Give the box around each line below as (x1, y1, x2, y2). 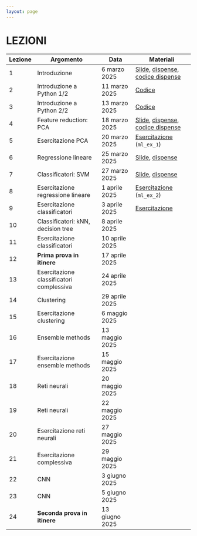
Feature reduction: (37, 116, 88, 124)
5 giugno (101, 488, 127, 497)
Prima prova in (37, 251, 79, 259)
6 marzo (101, 65, 125, 73)
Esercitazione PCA (37, 136, 89, 145)
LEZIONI (6, 33, 47, 47)
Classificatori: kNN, (37, 217, 90, 225)
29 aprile (101, 292, 127, 300)
